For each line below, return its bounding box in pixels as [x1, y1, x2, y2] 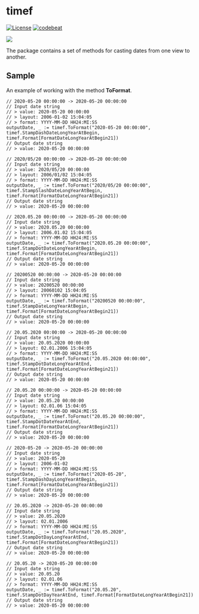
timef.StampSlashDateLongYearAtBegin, [6, 187, 103, 193]
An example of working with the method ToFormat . [6, 86, 132, 94]
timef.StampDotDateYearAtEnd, [6, 418, 82, 424]
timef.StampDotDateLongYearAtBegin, [6, 245, 97, 251]
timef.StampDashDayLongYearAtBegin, [6, 476, 97, 483]
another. [6, 53, 27, 61]
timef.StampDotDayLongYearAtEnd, [6, 534, 90, 540]
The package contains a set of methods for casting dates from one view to [6, 47, 190, 54]
